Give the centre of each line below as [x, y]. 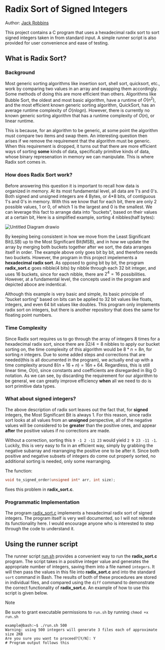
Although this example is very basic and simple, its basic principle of [75, 294]
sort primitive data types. [31, 386]
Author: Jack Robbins [27, 23]
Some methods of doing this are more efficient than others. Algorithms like [81, 94]
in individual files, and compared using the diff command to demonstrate [80, 582]
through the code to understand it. [40, 529]
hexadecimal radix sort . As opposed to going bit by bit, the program [75, 263]
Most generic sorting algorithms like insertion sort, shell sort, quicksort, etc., [82, 83]
